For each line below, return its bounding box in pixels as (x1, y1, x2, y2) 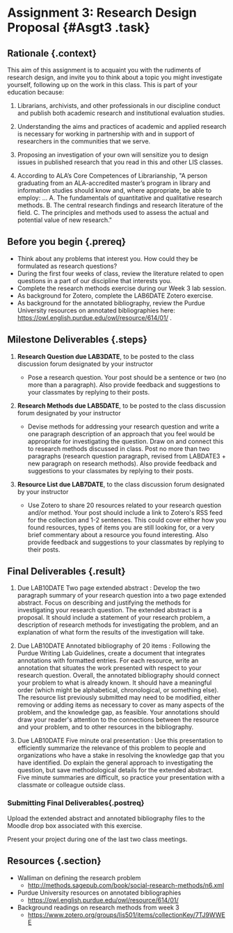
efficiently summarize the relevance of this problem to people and (17, 744, 207, 752)
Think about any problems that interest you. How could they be (17, 254, 198, 262)
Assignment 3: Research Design (7, 5, 197, 21)
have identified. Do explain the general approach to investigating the (17, 758, 214, 767)
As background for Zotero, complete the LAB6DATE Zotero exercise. (17, 291, 214, 300)
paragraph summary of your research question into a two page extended (17, 591, 227, 600)
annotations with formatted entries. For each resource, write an (17, 656, 199, 665)
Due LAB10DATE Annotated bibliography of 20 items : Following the (17, 641, 211, 650)
